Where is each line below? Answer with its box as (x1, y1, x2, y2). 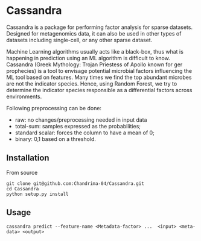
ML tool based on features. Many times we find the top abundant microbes (6, 74, 192, 81)
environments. (6, 93, 42, 100)
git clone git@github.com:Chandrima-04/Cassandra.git (6, 180, 145, 187)
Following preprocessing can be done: (6, 104, 101, 111)
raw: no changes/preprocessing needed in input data (14, 116, 147, 124)
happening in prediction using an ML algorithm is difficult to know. (6, 54, 170, 61)
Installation (6, 153, 49, 163)
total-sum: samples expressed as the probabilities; (14, 122, 141, 130)
